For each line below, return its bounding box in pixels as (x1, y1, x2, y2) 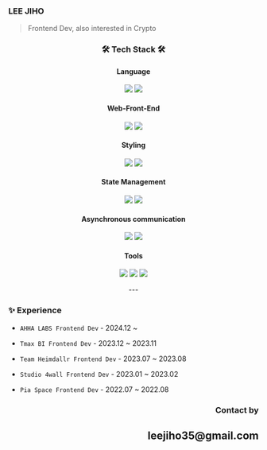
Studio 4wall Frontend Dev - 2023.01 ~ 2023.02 (19, 369, 179, 378)
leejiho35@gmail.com (147, 429, 259, 443)
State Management (101, 177, 166, 187)
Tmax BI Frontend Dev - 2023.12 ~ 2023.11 (19, 338, 157, 347)
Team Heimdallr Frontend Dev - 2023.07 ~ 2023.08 (19, 354, 187, 363)
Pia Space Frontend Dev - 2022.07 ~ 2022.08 (19, 384, 169, 394)
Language (116, 66, 151, 76)
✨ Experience (8, 305, 62, 316)
